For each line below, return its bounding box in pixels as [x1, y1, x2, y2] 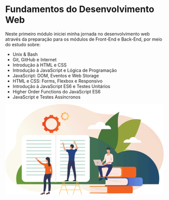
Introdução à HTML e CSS [12, 62, 67, 68]
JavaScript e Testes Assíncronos [12, 94, 81, 100]
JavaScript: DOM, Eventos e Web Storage [12, 72, 99, 78]
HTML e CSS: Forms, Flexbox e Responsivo [12, 78, 103, 84]
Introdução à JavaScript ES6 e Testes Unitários [12, 83, 111, 89]
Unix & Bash [12, 51, 38, 57]
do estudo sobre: [5, 41, 41, 47]
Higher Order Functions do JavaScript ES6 [12, 88, 101, 94]
